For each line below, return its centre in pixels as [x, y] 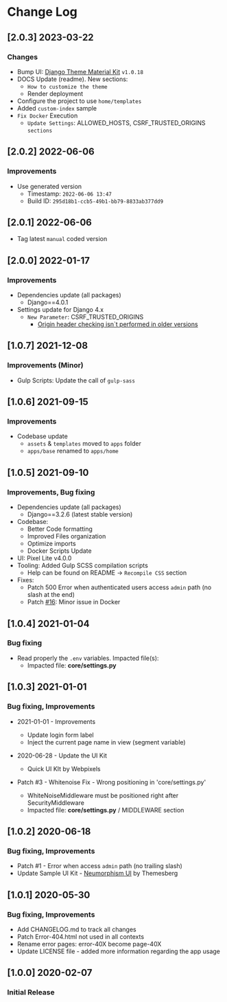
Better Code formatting [60, 529]
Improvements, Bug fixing [51, 492]
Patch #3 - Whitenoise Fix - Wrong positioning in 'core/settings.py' [111, 782]
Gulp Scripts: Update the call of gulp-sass [76, 380]
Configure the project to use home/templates [79, 101]
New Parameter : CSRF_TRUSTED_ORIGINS [85, 317]
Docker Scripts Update [59, 551]
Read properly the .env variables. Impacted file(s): [88, 658]
